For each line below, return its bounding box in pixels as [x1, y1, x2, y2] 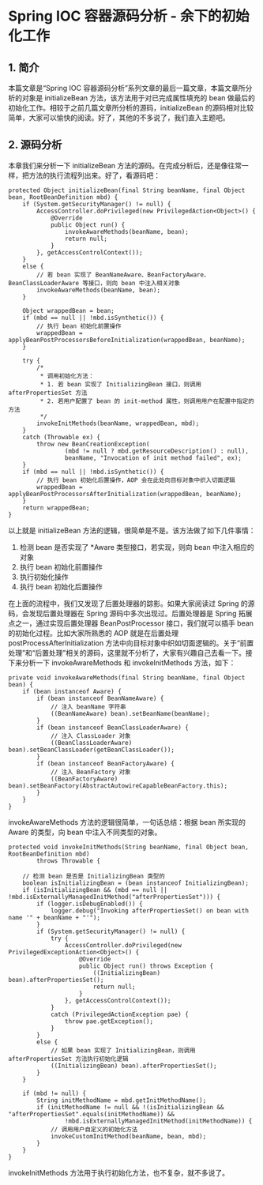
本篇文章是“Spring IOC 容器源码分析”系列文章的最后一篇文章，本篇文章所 [8, 84, 246, 92]
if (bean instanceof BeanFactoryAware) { [36, 759, 175, 767]
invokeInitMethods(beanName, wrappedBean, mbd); [36, 419, 200, 427]
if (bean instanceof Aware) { [22, 687, 122, 695]
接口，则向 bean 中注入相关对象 [88, 279, 180, 287]
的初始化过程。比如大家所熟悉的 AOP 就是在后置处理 [8, 628, 179, 638]
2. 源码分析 [8, 138, 62, 152]
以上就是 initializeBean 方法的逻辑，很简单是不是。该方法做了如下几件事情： [8, 525, 256, 535]
